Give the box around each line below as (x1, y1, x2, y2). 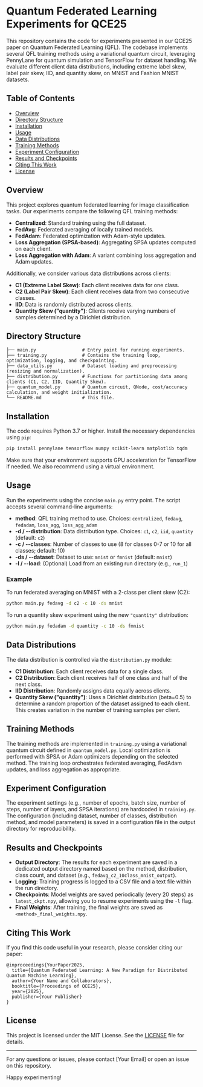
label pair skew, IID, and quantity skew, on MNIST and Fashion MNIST (6, 69, 179, 76)
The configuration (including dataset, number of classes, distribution (6, 812, 177, 819)
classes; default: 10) (14, 547, 65, 554)
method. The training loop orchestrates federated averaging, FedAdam (6, 759, 182, 766)
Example (6, 574, 33, 583)
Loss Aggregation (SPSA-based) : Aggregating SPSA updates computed (14, 238, 196, 246)
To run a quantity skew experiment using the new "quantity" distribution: (6, 611, 188, 619)
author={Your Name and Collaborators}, (11, 977, 112, 984)
